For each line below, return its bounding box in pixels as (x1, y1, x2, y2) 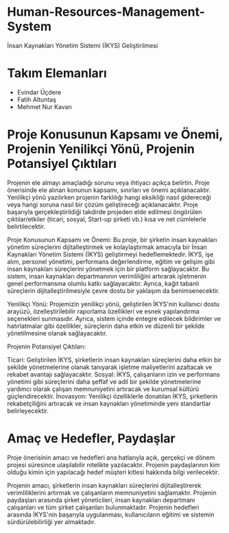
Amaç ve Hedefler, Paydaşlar (7, 431, 176, 446)
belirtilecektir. (7, 222, 46, 230)
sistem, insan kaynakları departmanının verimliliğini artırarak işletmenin (7, 272, 207, 280)
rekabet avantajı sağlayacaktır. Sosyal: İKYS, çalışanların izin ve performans (7, 370, 221, 378)
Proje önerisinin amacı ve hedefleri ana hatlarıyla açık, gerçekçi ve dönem (7, 453, 215, 462)
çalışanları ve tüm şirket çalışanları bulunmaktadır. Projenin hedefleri (7, 503, 200, 511)
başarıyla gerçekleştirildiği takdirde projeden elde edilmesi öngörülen (7, 207, 202, 216)
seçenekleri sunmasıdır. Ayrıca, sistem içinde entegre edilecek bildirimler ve (7, 314, 221, 322)
